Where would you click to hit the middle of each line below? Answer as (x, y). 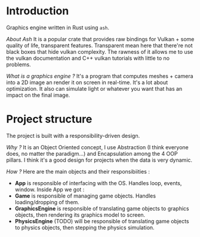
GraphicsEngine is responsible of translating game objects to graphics (102, 208)
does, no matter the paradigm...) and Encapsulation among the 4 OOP (92, 153)
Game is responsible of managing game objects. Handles (85, 196)
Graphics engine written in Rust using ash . (58, 27)
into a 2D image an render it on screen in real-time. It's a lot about (87, 82)
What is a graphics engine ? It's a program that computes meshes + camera (100, 76)
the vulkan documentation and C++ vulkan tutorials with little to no (88, 58)
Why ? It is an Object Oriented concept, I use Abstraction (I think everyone (98, 147)
